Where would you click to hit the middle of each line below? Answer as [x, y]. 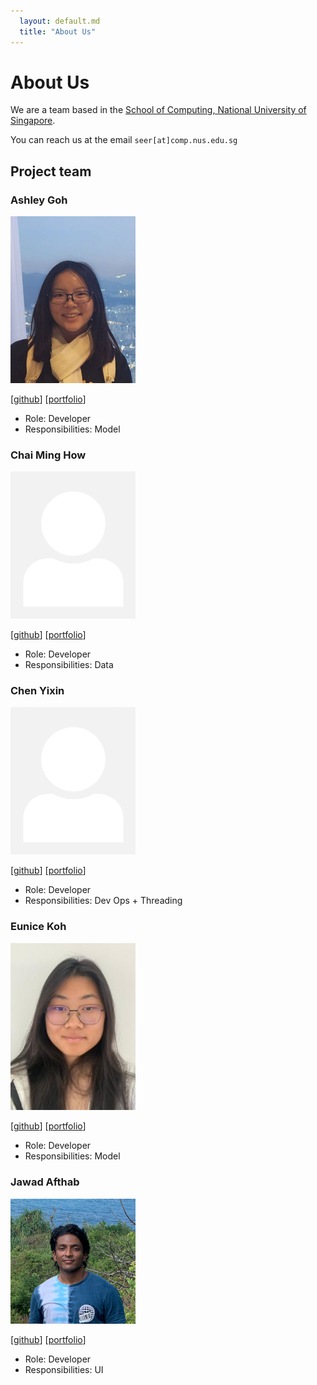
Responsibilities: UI [64, 1369]
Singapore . [33, 121]
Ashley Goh [39, 200]
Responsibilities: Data [69, 665]
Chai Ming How [48, 455]
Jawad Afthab [45, 1182]
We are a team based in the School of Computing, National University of [158, 110]
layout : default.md [60, 21]
